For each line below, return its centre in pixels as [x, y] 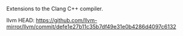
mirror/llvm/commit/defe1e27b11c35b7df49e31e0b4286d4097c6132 [91, 27]
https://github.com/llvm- [66, 20]
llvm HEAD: [20, 20]
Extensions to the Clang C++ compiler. [55, 9]
